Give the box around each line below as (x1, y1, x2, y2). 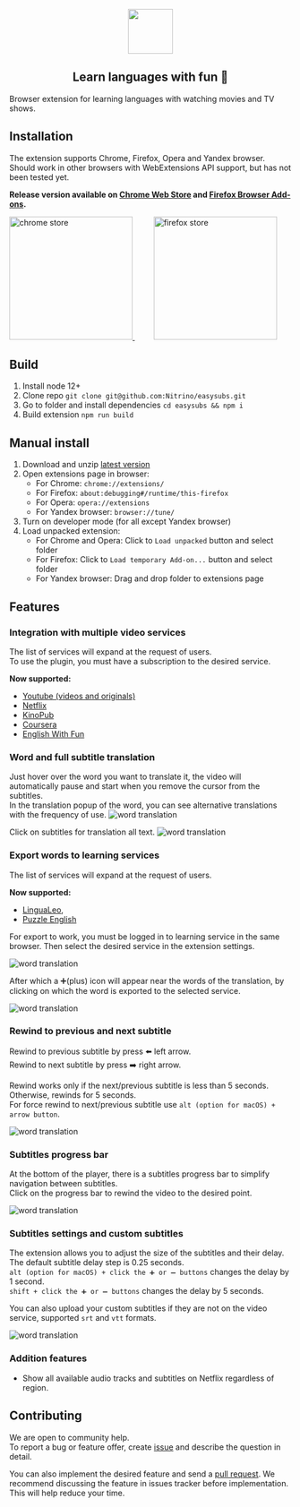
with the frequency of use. (9, 809, 107, 820)
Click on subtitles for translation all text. (9, 826, 155, 837)
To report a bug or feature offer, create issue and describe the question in (9, 1442, 281, 1452)
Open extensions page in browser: (21, 468, 150, 479)
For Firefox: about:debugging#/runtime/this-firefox (35, 488, 229, 499)
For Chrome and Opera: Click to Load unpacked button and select (35, 535, 274, 546)
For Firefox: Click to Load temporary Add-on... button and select (35, 554, 273, 565)
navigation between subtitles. (9, 1178, 118, 1189)
